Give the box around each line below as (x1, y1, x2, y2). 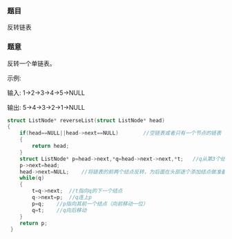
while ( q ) (19, 175, 45, 182)
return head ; (32, 143, 70, 150)
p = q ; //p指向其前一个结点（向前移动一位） (32, 200, 148, 207)
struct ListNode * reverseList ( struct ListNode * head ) (7, 117, 166, 124)
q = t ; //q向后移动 (32, 207, 87, 213)
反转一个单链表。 (7, 59, 56, 67)
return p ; (19, 220, 48, 227)
